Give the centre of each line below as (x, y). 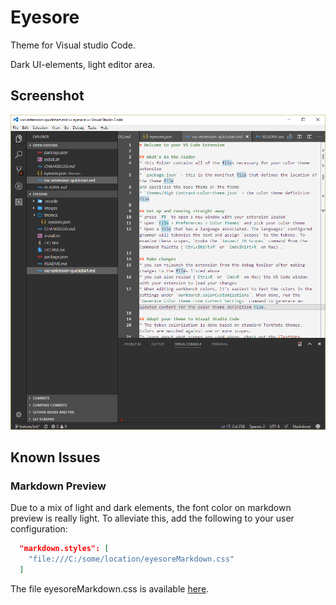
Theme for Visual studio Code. (73, 45)
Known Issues (55, 457)
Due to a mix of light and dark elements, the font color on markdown (151, 508)
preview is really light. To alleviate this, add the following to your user (152, 518)
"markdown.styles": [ (64, 549)
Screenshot (47, 96)
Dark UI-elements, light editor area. (83, 64)
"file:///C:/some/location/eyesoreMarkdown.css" (131, 559)
